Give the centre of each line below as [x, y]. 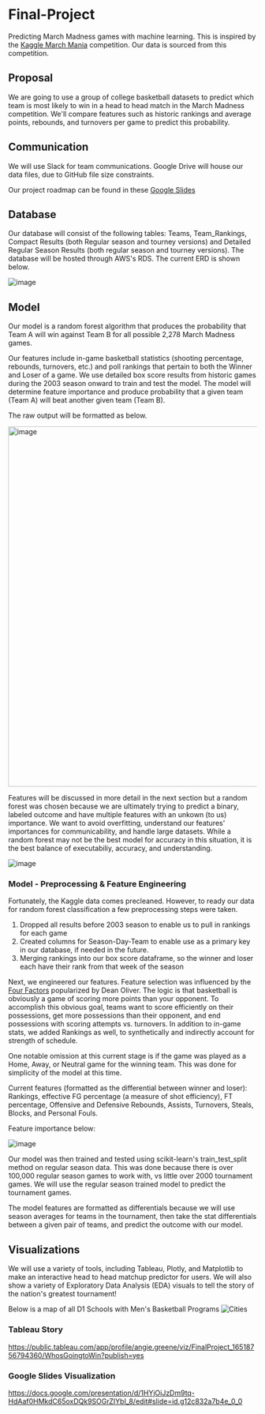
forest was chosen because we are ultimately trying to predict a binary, [123, 806]
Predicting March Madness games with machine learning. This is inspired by [132, 36]
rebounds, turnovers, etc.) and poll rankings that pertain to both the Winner [130, 367]
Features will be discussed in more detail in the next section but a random [128, 798]
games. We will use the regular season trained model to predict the [117, 1184]
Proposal [31, 78]
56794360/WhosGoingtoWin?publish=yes [76, 1355]
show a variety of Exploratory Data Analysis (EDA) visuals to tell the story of [131, 1285]
